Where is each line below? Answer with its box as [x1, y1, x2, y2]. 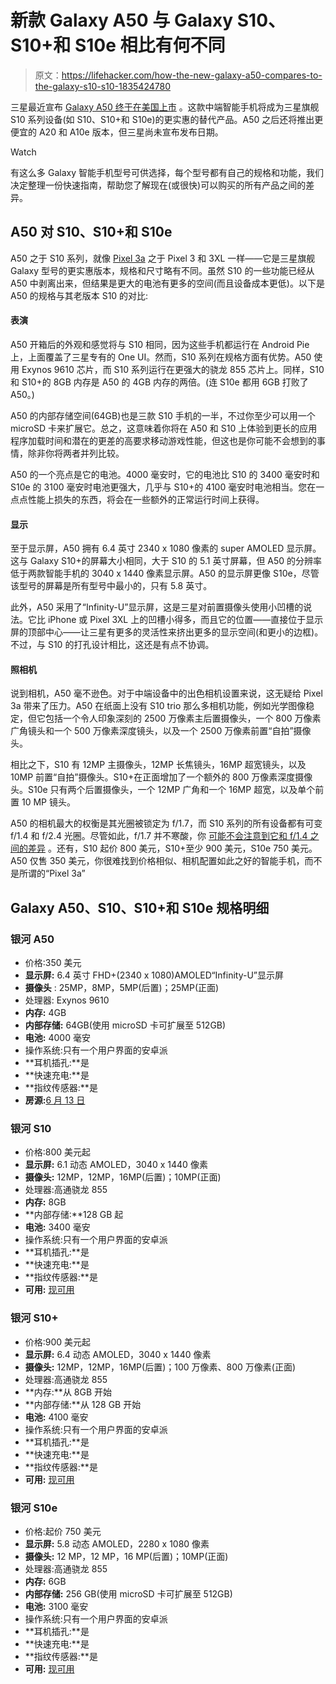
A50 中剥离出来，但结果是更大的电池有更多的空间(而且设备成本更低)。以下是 [10, 277, 325, 289]
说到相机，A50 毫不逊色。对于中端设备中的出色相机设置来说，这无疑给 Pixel [10, 687, 323, 700]
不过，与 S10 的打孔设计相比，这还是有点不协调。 [10, 639, 215, 651]
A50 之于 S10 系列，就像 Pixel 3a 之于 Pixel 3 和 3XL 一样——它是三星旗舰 [10, 252, 316, 264]
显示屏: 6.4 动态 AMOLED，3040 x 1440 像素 [24, 1348, 212, 1360]
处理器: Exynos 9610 [24, 994, 110, 1006]
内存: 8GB [24, 1196, 67, 1208]
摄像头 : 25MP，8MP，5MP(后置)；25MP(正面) [24, 982, 220, 994]
